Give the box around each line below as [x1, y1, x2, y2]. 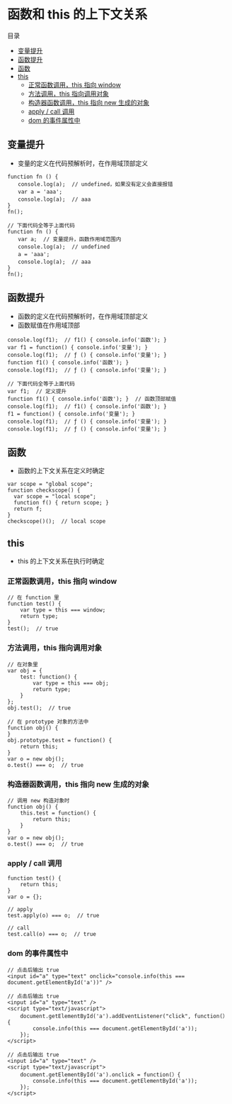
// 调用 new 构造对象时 [7, 797, 70, 805]
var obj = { [7, 667, 42, 674]
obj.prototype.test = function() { [7, 736, 112, 744]
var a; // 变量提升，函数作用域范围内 [17, 236, 122, 243]
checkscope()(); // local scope [7, 518, 106, 525]
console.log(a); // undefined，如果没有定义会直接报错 [17, 180, 173, 188]
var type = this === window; [20, 607, 106, 614]
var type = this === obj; [33, 679, 110, 687]
